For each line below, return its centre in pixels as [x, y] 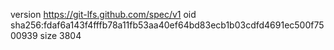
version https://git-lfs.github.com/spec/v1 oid [103, 14]
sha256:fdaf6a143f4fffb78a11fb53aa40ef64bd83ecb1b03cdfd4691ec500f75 [167, 25]
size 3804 [60, 35]
